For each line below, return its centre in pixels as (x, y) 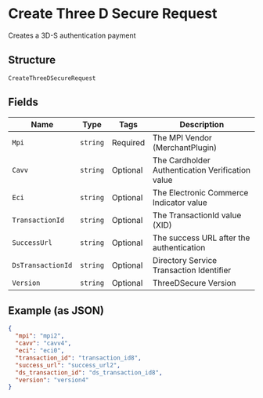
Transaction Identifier (192, 270)
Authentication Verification (201, 170)
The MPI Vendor (182, 137)
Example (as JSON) (56, 310)
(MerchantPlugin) (185, 148)
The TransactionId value (197, 215)
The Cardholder (181, 160)
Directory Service (185, 260)
